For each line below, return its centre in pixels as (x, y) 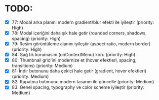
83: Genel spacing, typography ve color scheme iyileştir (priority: (78, 87)
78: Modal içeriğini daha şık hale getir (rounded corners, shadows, (79, 33)
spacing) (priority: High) (36, 39)
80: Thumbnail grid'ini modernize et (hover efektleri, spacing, (74, 60)
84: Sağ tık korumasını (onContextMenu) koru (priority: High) (74, 55)
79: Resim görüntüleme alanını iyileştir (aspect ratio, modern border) (81, 44)
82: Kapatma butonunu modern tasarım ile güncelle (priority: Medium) (83, 82)
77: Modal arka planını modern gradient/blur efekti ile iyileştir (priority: (83, 22)
